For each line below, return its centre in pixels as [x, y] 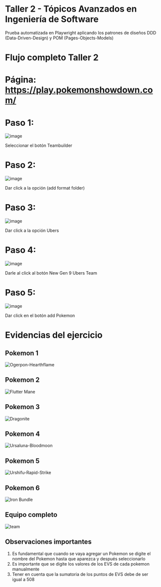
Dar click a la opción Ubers [32, 231]
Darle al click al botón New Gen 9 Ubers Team [51, 273]
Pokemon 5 [22, 461]
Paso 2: [20, 165]
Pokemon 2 [22, 380]
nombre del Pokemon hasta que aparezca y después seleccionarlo [79, 559]
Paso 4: [21, 250]
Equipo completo [31, 515]
